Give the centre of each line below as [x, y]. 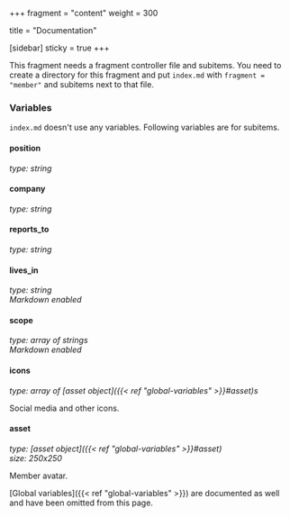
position [25, 148]
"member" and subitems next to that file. [82, 84]
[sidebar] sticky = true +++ [59, 48]
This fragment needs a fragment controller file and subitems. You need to [145, 65]
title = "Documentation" [53, 30]
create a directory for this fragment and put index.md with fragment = [137, 75]
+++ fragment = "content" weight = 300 [84, 13]
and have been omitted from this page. [81, 503]
